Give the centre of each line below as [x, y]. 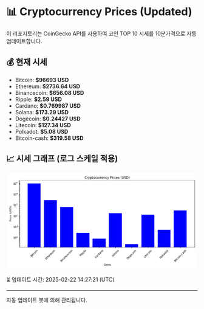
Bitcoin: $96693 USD [42, 80]
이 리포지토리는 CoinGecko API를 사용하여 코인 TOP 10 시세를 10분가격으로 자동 [101, 33]
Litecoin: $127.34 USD [43, 125]
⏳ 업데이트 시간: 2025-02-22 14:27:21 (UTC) [60, 279]
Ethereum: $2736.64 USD [48, 86]
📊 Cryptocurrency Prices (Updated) [99, 12]
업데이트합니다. [24, 41]
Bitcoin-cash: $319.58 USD [49, 138]
